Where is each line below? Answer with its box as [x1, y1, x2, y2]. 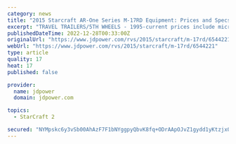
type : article [7, 50, 49, 57]
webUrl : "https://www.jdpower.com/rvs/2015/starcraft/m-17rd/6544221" [7, 43, 218, 50]
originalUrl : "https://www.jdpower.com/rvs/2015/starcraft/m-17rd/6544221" [7, 36, 234, 43]
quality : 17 [7, 56, 42, 63]
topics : [7, 107, 30, 114]
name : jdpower [13, 88, 55, 95]
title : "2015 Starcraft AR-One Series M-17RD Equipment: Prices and [7, 17, 212, 24]
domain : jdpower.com [13, 94, 74, 101]
